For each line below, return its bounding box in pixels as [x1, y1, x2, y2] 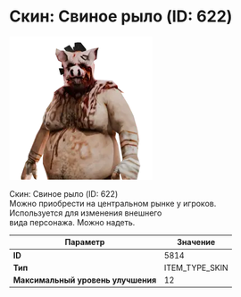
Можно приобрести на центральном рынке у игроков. [9, 198, 217, 208]
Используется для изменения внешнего [9, 208, 162, 218]
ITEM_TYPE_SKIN [163, 262, 229, 273]
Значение [177, 237, 216, 248]
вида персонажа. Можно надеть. [9, 216, 136, 227]
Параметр [64, 237, 105, 248]
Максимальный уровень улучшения [12, 275, 157, 285]
